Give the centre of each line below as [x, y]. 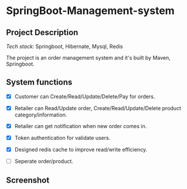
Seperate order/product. [44, 161]
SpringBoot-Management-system [90, 11]
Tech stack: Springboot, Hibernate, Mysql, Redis [64, 46]
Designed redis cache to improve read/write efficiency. [81, 150]
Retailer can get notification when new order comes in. [81, 126]
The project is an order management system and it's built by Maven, [89, 58]
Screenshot [28, 180]
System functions [39, 82]
